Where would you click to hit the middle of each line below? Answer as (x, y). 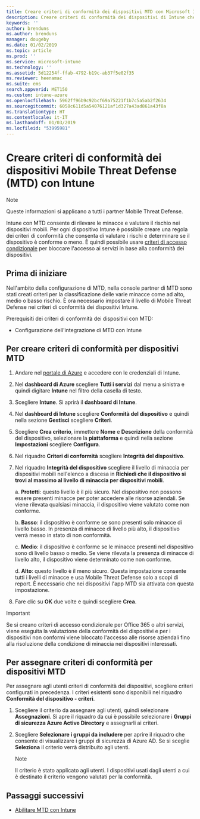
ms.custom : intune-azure (37, 95)
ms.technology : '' (29, 67)
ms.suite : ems (24, 84)
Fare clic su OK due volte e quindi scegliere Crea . (76, 602)
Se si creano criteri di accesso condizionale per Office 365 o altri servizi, (95, 624)
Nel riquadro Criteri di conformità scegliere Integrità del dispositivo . (100, 456)
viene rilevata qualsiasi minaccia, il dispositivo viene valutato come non (102, 504)
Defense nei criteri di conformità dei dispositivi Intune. (72, 307)
